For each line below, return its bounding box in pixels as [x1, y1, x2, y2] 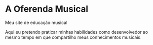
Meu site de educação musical [5, 20, 68, 25]
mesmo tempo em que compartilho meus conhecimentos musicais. [5, 34, 142, 40]
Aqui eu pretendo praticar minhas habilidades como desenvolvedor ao [5, 29, 148, 35]
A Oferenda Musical [5, 3, 89, 15]
